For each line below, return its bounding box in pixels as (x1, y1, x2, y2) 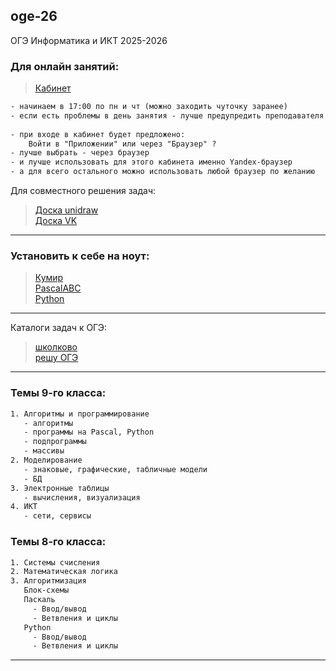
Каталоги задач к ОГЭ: (10, 322, 108, 334)
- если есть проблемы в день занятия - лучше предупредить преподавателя (10, 110, 325, 121)
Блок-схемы (23, 585, 70, 596)
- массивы (23, 446, 65, 456)
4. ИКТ (10, 502, 38, 512)
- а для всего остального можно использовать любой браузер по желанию (10, 167, 315, 177)
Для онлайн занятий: (10, 59, 120, 73)
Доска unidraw (34, 204, 99, 216)
